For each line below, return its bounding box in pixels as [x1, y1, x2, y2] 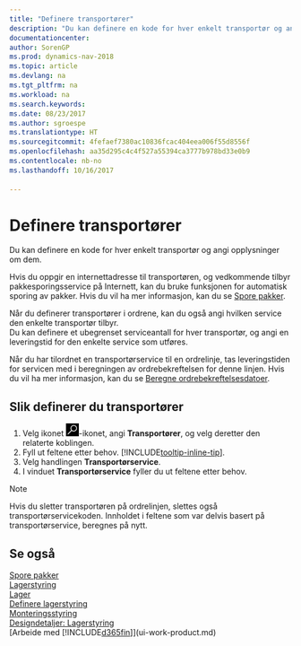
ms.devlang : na [9, 72, 66, 81]
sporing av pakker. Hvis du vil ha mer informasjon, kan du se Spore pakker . [9, 291, 286, 301]
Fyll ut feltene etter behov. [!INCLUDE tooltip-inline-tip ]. [21, 447, 226, 458]
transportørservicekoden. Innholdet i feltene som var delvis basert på [9, 511, 265, 521]
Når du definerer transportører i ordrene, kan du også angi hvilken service [9, 308, 282, 319]
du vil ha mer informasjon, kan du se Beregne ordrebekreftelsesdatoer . [9, 373, 271, 384]
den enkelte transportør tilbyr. [9, 318, 119, 328]
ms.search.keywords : [9, 100, 87, 109]
